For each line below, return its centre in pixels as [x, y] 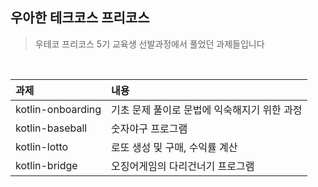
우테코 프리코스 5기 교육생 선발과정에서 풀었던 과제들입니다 [149, 44]
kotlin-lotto [42, 146]
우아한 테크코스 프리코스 [80, 18]
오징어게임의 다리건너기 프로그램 [183, 166]
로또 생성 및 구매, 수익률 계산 [174, 147]
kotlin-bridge [46, 165]
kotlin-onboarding [58, 109]
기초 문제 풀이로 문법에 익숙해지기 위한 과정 [207, 110]
